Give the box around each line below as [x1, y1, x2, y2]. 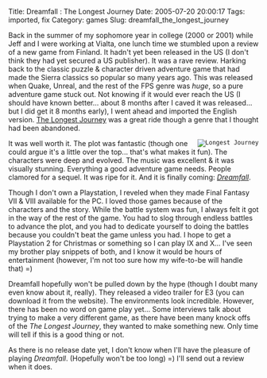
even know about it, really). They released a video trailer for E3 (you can [8, 287, 245, 297]
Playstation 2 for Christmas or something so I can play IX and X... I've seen [8, 238, 253, 248]
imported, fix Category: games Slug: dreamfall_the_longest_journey [8, 15, 229, 25]
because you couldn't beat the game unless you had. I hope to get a [8, 230, 231, 239]
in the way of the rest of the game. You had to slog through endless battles [8, 214, 253, 222]
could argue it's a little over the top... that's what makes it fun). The [8, 147, 228, 156]
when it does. [8, 362, 53, 372]
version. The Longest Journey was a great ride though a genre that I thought [8, 115, 259, 124]
